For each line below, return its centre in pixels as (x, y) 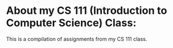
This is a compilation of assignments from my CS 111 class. (77, 39)
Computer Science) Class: (71, 23)
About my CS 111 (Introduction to (86, 11)
